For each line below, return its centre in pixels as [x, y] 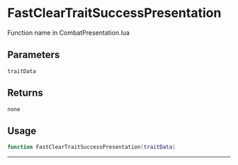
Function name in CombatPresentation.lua [68, 33]
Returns [25, 93]
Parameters [34, 55]
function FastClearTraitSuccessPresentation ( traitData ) [91, 147]
